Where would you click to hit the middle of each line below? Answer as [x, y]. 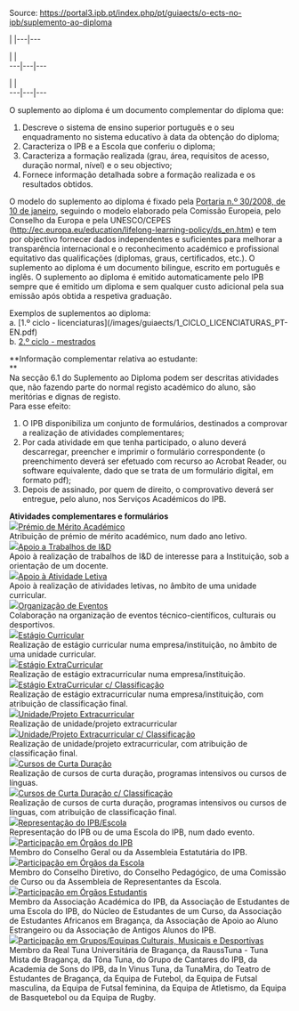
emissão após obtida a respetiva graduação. [90, 296]
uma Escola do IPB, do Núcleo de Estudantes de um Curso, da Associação [145, 911]
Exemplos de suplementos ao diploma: [80, 313]
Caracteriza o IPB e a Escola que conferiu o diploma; [118, 146]
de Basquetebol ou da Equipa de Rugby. [83, 997]
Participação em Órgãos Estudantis [83, 892]
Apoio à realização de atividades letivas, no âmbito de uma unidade [133, 586]
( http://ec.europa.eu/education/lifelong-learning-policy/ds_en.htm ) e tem [143, 230]
